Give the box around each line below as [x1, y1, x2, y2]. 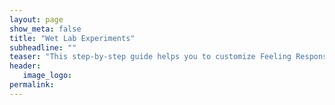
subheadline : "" [9, 42, 77, 53]
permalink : [9, 80, 55, 90]
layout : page [9, 14, 64, 25]
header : [9, 61, 42, 71]
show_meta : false [9, 24, 82, 34]
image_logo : [22, 71, 73, 81]
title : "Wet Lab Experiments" [9, 33, 136, 43]
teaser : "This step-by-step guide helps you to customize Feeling [9, 52, 292, 62]
